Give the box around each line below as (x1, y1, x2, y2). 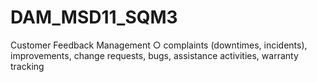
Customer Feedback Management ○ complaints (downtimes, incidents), (10, 39, 308, 51)
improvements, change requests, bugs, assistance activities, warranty (10, 49, 299, 61)
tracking (10, 60, 45, 72)
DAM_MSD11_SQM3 (10, 6, 178, 29)
